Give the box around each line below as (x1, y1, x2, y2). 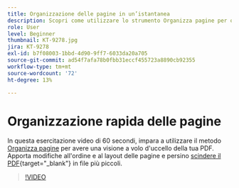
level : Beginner (7, 30, 55, 38)
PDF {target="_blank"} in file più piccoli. (7, 159, 123, 167)
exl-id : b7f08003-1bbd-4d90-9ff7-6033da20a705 (7, 50, 148, 57)
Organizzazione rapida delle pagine (7, 113, 222, 129)
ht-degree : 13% (7, 76, 53, 84)
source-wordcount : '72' (7, 70, 78, 77)
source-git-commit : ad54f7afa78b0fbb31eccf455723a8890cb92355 (7, 57, 196, 64)
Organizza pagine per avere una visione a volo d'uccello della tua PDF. (7, 144, 215, 153)
